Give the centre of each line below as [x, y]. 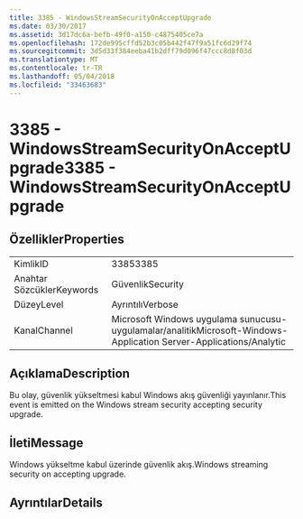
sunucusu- [263, 319]
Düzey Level [39, 304]
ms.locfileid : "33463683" [58, 85]
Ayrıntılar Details [56, 502]
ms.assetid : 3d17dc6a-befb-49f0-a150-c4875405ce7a [106, 34]
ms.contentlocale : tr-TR [56, 69]
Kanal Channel [44, 330]
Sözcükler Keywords [56, 290]
